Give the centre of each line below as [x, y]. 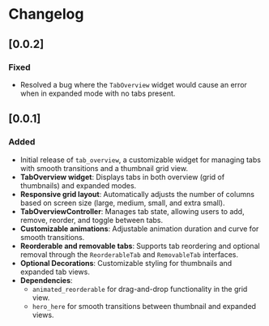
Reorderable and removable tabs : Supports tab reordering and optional [140, 246]
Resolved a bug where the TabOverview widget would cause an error [133, 84]
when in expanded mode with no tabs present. [98, 93]
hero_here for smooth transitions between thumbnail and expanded [144, 306]
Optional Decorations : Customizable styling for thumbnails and [126, 263]
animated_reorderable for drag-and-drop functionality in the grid [140, 289]
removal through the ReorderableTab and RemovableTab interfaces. [129, 254]
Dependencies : [46, 280]
